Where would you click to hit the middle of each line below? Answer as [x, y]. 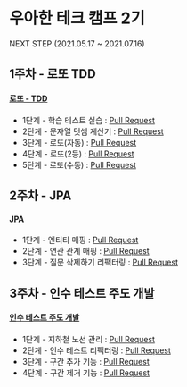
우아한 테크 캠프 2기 [77, 18]
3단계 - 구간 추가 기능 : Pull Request [85, 361]
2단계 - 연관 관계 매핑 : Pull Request [85, 251]
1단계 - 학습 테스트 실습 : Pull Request [89, 120]
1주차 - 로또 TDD [53, 74]
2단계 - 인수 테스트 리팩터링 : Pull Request [97, 350]
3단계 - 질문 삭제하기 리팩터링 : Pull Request [100, 262]
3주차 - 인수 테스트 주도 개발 [82, 293]
